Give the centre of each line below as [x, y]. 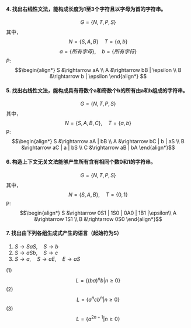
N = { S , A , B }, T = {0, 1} [98, 194]
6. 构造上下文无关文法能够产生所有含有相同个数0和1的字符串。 [81, 162]
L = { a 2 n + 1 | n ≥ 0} [98, 318]
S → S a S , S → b [36, 246]
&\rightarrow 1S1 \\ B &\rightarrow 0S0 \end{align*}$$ [98, 219]
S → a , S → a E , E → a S [47, 259]
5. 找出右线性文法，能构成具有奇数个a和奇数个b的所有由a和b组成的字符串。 [97, 90]
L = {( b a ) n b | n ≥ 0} [98, 279]
